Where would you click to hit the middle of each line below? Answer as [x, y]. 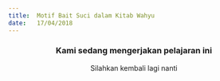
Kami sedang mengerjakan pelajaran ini [134, 51]
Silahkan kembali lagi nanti [134, 67]
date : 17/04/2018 [41, 23]
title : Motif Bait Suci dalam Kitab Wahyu [82, 15]
